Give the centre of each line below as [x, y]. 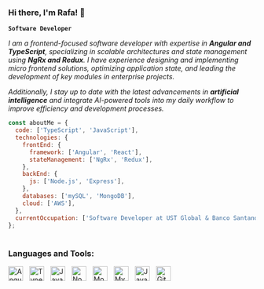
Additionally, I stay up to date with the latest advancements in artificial [124, 92]
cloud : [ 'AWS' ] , [49, 203]
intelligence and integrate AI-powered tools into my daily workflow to [121, 101]
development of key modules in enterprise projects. [92, 77]
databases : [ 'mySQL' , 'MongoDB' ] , [79, 196]
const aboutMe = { [38, 123]
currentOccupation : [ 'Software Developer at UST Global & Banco [123, 218]
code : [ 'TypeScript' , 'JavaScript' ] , [77, 130]
